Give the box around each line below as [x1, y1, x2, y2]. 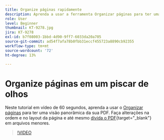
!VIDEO [17, 130, 32, 136]
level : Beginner [5, 21, 38, 26]
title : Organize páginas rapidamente [5, 7, 82, 12]
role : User [5, 16, 27, 21]
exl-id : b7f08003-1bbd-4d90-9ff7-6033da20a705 [5, 35, 102, 40]
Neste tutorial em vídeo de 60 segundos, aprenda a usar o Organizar [5, 105, 143, 111]
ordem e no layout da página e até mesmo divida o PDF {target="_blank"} [5, 115, 152, 121]
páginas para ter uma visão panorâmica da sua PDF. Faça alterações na [5, 110, 150, 116]
